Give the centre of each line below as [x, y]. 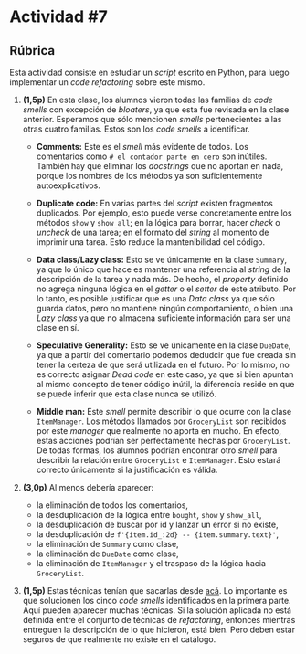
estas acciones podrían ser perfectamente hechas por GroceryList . [163, 441]
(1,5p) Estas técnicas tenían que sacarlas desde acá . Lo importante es [155, 591]
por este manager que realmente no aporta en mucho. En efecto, [158, 431]
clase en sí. [58, 327]
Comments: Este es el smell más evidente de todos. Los [142, 147]
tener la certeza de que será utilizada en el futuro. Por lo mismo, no [163, 364]
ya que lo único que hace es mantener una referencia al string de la [163, 269]
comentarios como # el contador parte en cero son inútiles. [152, 156]
